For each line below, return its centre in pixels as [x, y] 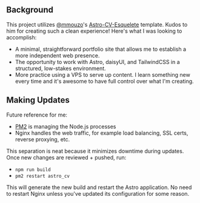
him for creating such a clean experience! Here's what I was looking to [94, 31]
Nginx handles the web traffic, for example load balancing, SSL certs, [102, 133]
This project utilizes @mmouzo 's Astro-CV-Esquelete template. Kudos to [97, 24]
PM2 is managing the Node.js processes [65, 126]
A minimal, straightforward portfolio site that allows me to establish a [101, 49]
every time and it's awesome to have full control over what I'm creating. [104, 81]
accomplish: [22, 37]
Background [30, 10]
